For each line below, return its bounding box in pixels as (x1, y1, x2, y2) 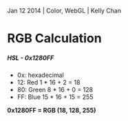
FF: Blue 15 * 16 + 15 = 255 (17, 93, 94, 101)
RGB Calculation (7, 31, 102, 46)
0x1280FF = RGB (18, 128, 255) (7, 107, 96, 115)
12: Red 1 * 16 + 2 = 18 (17, 78, 81, 87)
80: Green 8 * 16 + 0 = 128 (17, 86, 94, 94)
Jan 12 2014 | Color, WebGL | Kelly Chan (7, 7, 122, 14)
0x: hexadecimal (17, 71, 64, 79)
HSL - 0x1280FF (7, 54, 54, 62)
